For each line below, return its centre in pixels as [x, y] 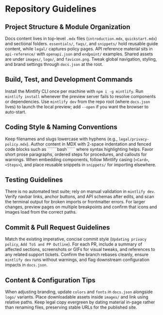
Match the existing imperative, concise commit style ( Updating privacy [76, 239]
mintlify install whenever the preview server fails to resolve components [81, 96]
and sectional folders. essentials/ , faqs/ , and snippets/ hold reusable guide [81, 44]
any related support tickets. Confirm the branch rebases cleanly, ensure [77, 255]
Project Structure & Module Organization [68, 27]
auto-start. [16, 112]
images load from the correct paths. [41, 212]
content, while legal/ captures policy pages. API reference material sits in [79, 49]
